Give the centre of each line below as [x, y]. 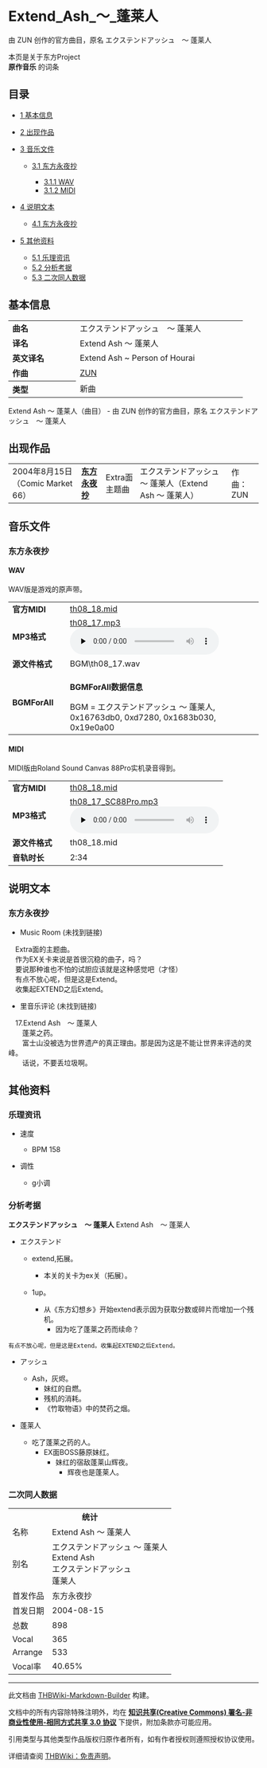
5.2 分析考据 [52, 267]
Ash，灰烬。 [52, 1378]
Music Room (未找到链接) [61, 932]
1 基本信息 [36, 115]
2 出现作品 [37, 131]
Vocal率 [27, 1667]
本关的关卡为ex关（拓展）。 [87, 1275]
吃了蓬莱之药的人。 [63, 1442]
